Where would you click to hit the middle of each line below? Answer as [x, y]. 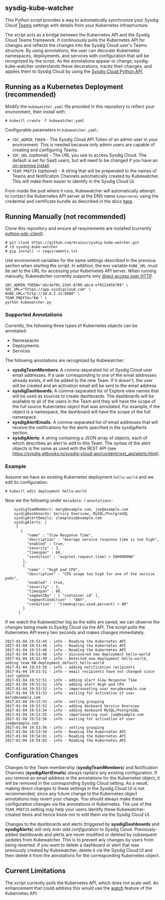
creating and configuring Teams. [45, 150]
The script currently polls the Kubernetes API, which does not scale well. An [82, 883]
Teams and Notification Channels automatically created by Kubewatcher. [86, 176]
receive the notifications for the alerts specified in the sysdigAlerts [80, 427]
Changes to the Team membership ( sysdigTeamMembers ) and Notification [82, 767]
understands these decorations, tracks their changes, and [93, 66]
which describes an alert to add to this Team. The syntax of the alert [81, 443]
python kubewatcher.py [28, 302]
